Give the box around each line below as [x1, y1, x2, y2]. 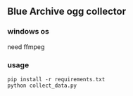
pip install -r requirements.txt [7, 76, 106, 83]
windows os [7, 27, 49, 36]
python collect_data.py [7, 82, 77, 89]
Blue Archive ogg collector [7, 6, 127, 18]
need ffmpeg [7, 42, 45, 51]
